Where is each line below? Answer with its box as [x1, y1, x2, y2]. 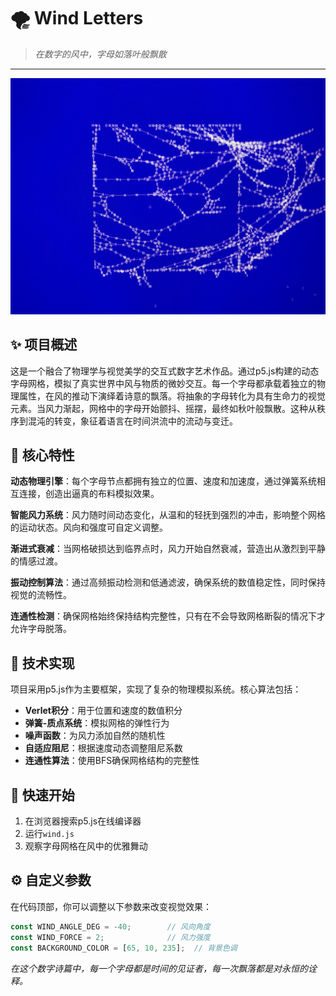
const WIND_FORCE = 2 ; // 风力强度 [10, 932, 211, 942]
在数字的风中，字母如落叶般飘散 [34, 48, 167, 60]
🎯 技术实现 [10, 655, 75, 672]
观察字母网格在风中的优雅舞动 [24, 840, 148, 852]
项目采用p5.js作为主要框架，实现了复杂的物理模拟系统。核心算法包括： [10, 683, 302, 695]
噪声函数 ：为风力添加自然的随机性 [24, 730, 166, 742]
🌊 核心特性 [10, 447, 75, 464]
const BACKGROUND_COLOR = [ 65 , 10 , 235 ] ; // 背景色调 [10, 943, 238, 953]
